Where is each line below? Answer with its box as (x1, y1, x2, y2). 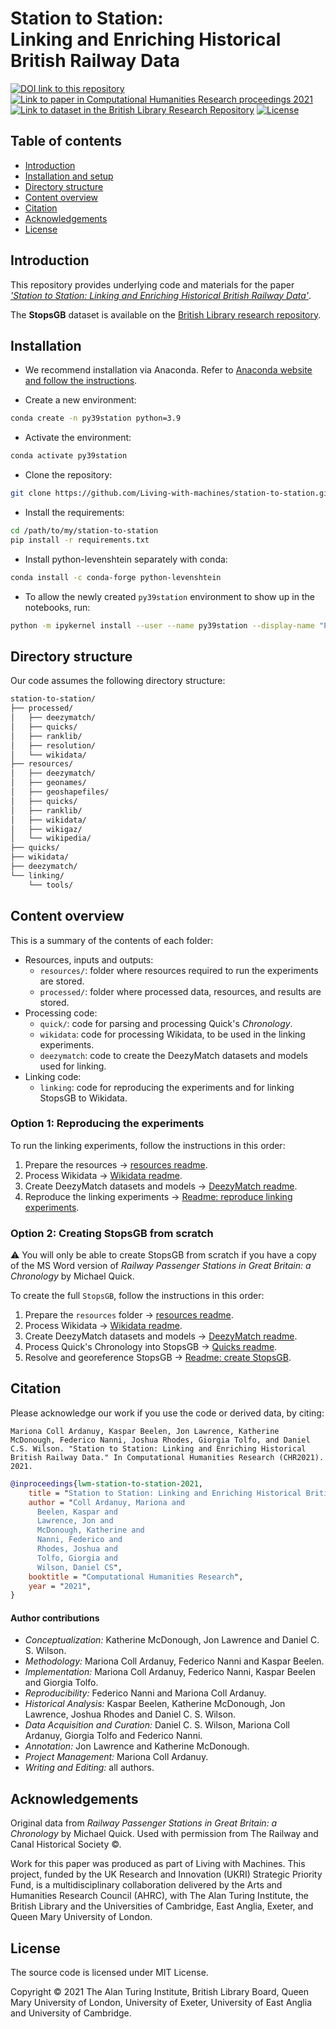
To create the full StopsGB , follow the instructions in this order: (10, 1290, 265, 1302)
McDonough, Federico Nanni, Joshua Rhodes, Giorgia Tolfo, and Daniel (10, 1435, 311, 1445)
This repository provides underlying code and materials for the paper (10, 278, 295, 291)
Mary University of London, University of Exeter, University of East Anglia (10, 1997, 312, 2009)
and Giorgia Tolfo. (24, 1677, 99, 1689)
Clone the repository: (24, 469, 113, 481)
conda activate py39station (10, 451, 128, 461)
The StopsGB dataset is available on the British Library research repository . (10, 308, 322, 321)
